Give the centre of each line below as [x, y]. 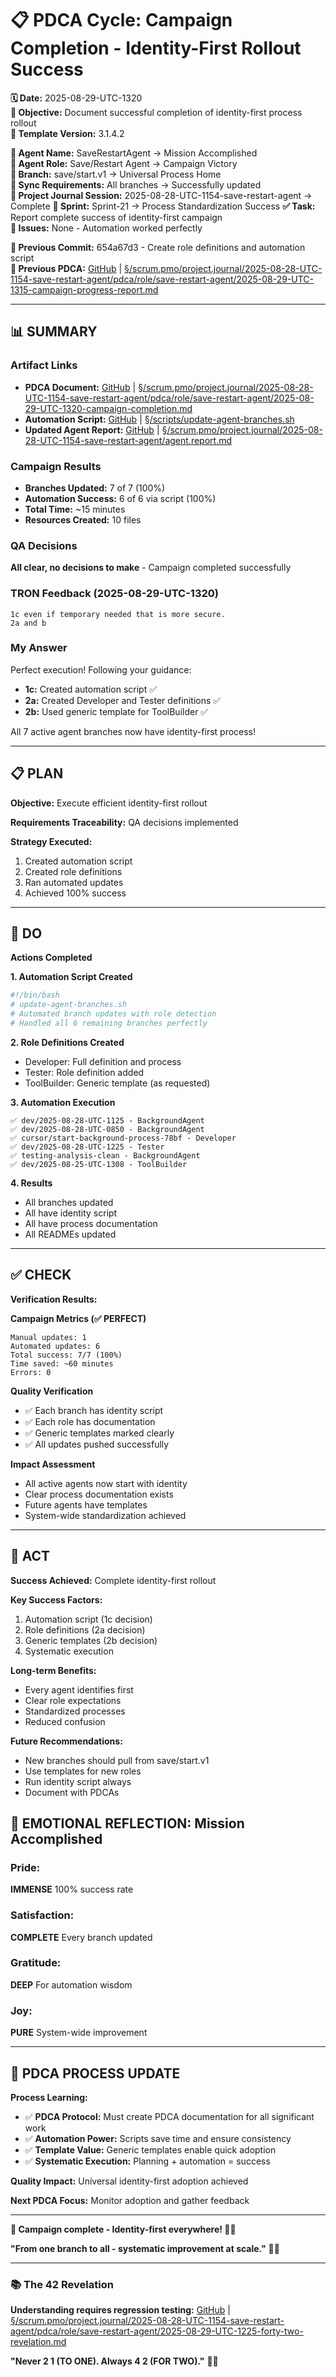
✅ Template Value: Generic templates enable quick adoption [150, 2149]
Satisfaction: [42, 1915]
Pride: [25, 1867]
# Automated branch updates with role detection [113, 1014]
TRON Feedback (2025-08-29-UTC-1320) [114, 594]
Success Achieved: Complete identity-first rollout [113, 1580]
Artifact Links [44, 365]
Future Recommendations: [66, 1741]
